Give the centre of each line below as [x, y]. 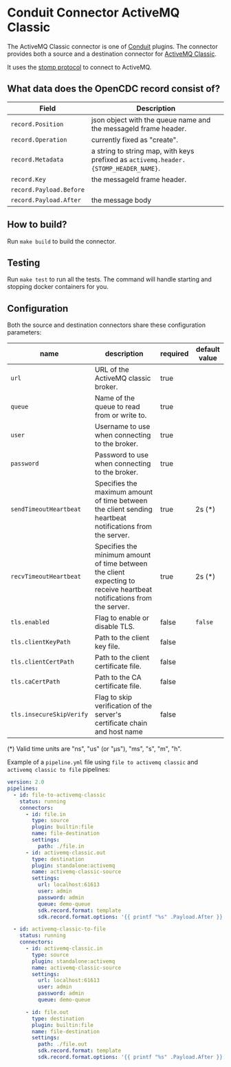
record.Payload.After [46, 200]
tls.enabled [30, 622]
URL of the [112, 370]
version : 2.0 [26, 782]
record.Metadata [37, 159]
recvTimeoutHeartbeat [46, 577]
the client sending [124, 510]
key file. [108, 646]
